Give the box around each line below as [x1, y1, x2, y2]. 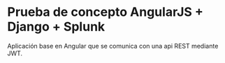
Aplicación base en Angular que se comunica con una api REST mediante [7, 42, 219, 50]
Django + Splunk [7, 19, 106, 35]
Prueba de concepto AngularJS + [7, 4, 204, 20]
